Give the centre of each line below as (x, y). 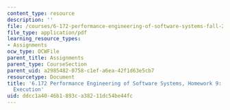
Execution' (29, 90)
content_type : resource (41, 13)
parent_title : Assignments (46, 58)
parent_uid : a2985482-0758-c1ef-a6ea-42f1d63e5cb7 (81, 70)
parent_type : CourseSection (47, 64)
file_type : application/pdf (47, 32)
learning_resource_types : (44, 39)
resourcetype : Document (41, 77)
